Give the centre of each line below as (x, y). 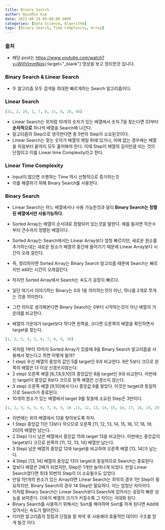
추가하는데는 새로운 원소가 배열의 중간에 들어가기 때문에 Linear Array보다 (82, 247)
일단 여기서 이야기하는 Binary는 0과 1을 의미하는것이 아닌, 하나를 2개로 (80, 291)
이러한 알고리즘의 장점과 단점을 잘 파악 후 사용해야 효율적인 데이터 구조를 (82, 516)
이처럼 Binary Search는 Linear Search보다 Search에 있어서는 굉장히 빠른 (83, 492)
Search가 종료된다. (40, 393)
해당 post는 (23, 58)
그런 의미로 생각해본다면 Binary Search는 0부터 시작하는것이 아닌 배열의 (82, 307)
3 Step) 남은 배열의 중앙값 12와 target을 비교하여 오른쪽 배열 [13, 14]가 (80, 449)
